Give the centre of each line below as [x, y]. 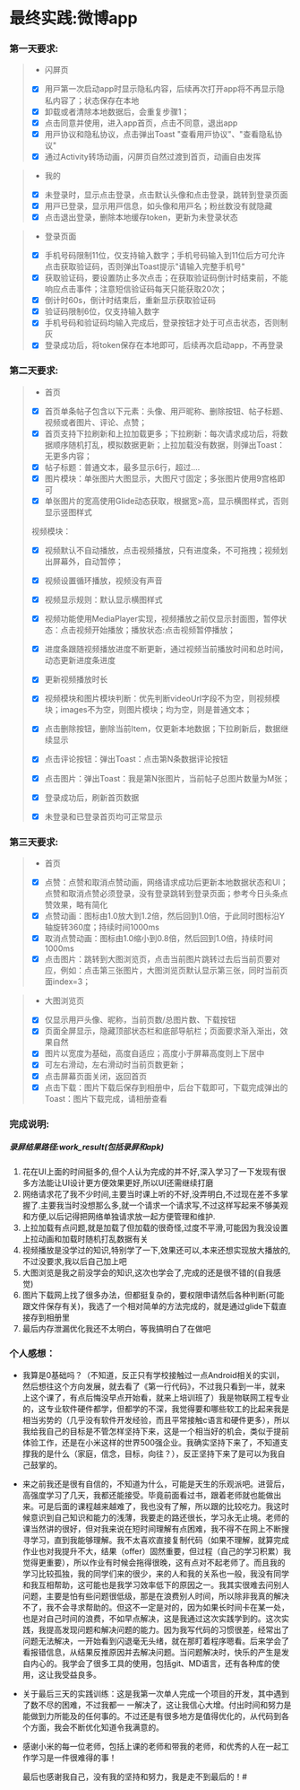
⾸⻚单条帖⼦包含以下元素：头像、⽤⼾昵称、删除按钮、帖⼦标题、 [166, 411]
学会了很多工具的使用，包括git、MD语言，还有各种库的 [171, 1663]
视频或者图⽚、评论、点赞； [96, 422]
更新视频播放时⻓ [76, 679]
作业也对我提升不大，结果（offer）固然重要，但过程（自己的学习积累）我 [157, 1551]
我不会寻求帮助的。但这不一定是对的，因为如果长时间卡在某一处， [167, 1607]
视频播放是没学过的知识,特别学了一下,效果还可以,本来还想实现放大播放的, [156, 1250]
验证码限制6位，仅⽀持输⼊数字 [102, 311]
